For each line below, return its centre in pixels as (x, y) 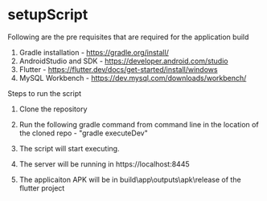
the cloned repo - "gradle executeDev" (83, 133)
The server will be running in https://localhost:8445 (104, 164)
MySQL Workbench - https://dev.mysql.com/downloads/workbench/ (133, 78)
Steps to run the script (45, 93)
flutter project (42, 188)
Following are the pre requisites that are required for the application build (128, 37)
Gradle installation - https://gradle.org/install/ (94, 52)
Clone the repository (53, 109)
